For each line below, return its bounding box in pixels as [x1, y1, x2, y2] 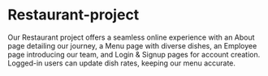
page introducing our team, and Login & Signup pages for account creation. [7, 49, 261, 59]
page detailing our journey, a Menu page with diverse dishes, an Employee [7, 40, 257, 50]
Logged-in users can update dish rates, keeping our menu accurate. [7, 58, 236, 68]
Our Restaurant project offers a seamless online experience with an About [7, 32, 255, 42]
